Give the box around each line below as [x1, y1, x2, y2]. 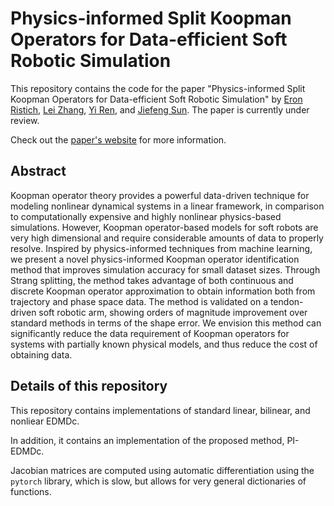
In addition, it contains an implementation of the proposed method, [10, 434, 285, 446]
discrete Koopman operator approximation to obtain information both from [10, 285, 316, 297]
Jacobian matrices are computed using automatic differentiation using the [10, 464, 315, 476]
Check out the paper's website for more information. [10, 133, 227, 146]
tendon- [269, 295, 304, 307]
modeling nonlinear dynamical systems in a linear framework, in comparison [10, 200, 325, 212]
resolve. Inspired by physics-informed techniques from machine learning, [10, 242, 313, 254]
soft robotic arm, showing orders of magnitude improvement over [38, 306, 308, 318]
